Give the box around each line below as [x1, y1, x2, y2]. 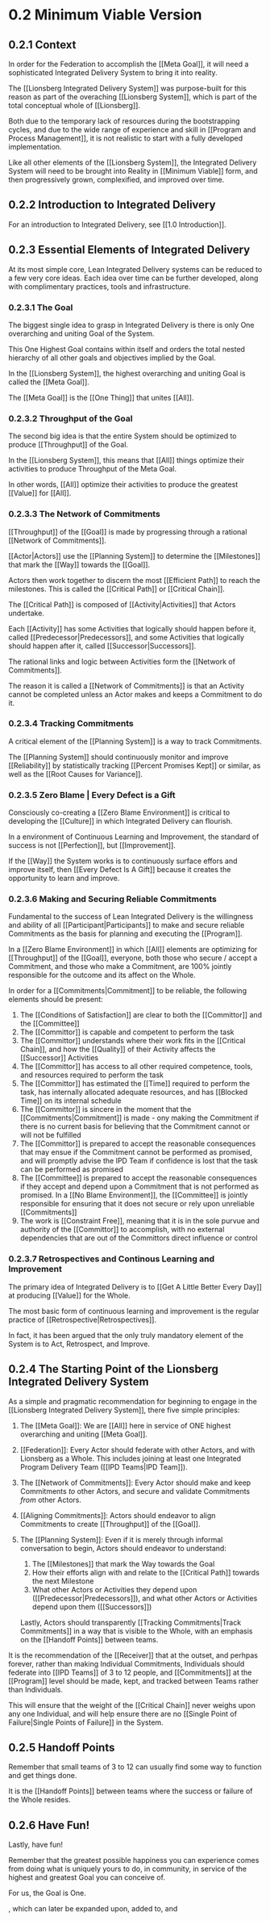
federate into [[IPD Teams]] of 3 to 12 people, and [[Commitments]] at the [8, 1667, 252, 1677]
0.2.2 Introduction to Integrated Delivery [8, 198, 216, 212]
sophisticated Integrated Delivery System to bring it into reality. [8, 68, 218, 78]
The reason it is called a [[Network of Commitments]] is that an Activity [8, 681, 244, 690]
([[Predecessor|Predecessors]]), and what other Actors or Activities [31, 1593, 258, 1603]
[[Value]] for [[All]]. [8, 489, 72, 498]
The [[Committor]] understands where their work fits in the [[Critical [19, 1036, 246, 1046]
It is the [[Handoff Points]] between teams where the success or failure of [8, 1786, 253, 1796]
